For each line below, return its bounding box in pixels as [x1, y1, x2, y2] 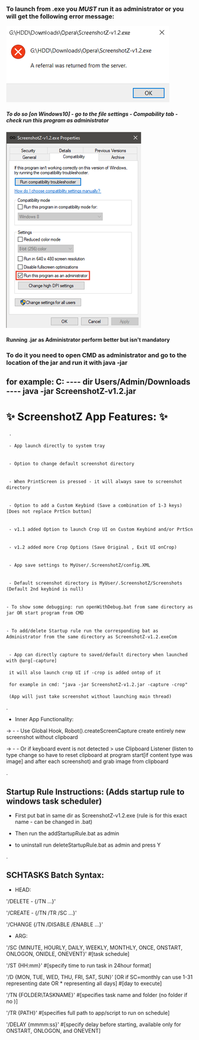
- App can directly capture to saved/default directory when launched [8, 652, 188, 658]
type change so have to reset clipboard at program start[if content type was [6, 752, 192, 759]
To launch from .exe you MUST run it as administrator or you [6, 5, 184, 13]
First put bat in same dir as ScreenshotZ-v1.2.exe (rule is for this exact [14, 811, 187, 819]
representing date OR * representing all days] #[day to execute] [6, 980, 162, 987]
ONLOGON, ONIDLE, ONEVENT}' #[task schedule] [6, 950, 130, 957]
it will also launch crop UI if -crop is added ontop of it [8, 670, 161, 676]
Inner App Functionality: [14, 716, 74, 723]
